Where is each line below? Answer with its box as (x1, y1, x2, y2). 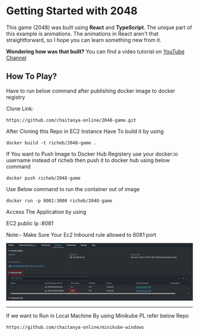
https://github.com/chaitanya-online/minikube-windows (6, 324, 145, 330)
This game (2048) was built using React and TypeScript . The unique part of (6, 24, 192, 31)
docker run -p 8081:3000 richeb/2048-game (6, 198, 113, 204)
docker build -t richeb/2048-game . (6, 140, 97, 146)
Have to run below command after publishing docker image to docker (6, 87, 176, 94)
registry (6, 93, 25, 100)
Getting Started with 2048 (6, 4, 138, 18)
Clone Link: (6, 105, 34, 112)
